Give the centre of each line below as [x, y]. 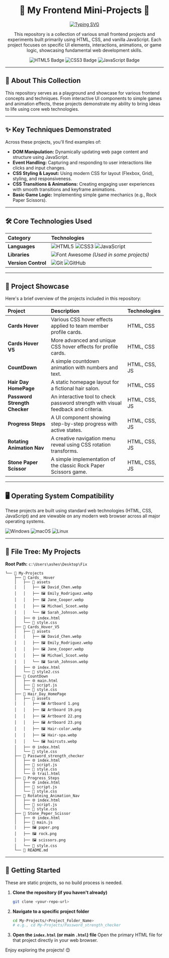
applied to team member [80, 326]
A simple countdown [75, 361]
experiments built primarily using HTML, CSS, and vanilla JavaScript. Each [84, 39]
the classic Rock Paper [78, 466]
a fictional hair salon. [75, 388]
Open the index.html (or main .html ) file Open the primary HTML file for [87, 935]
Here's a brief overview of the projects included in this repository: [73, 298]
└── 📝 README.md [31, 850]
